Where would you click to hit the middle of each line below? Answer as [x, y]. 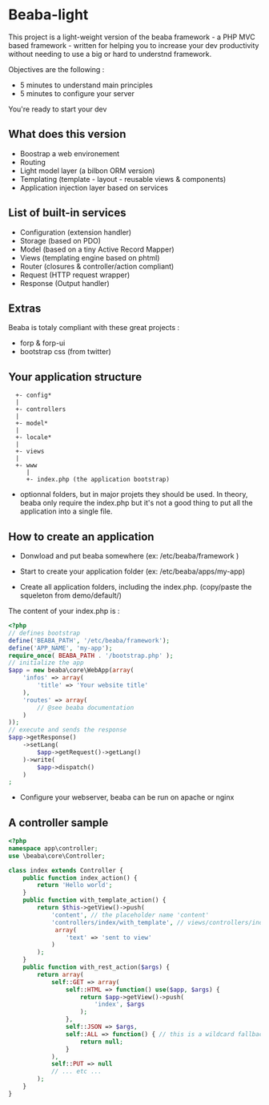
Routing [33, 162]
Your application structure [75, 377]
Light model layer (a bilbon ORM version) [87, 171]
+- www [26, 466]
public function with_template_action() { [94, 900]
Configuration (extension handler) [76, 232]
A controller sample [58, 823]
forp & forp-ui [42, 343]
